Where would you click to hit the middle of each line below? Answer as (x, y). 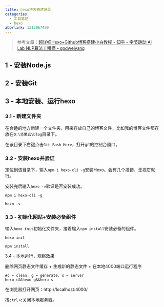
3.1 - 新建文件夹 (23, 116)
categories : (17, 14)
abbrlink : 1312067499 (27, 28)
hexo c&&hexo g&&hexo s (29, 280)
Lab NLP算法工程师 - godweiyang (51, 48)
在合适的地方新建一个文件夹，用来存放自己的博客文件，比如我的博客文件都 (80, 128)
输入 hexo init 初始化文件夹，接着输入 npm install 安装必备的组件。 (72, 229)
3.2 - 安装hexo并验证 (30, 158)
